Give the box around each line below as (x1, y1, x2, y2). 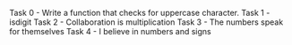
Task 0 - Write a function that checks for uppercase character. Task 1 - (9, 8, 271, 18)
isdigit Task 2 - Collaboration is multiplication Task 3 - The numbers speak (9, 17, 284, 27)
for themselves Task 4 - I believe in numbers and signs (9, 26, 212, 36)
